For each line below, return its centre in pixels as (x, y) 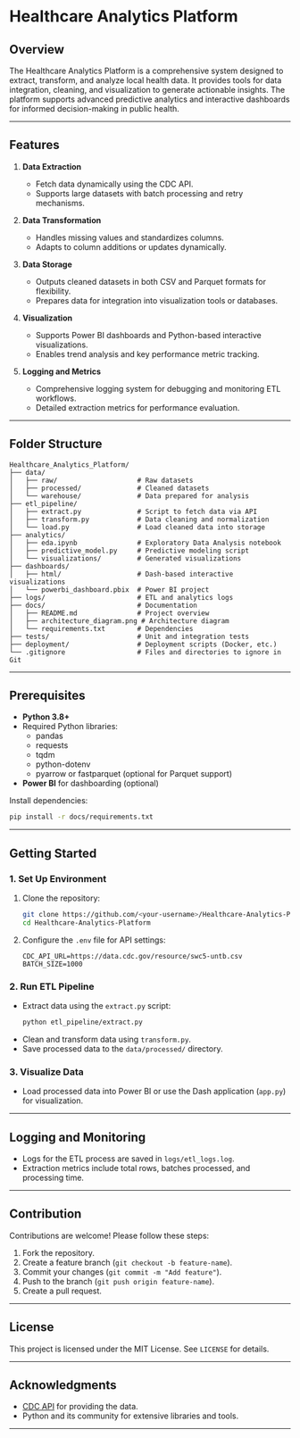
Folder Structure (56, 444)
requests (52, 745)
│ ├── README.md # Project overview (109, 613)
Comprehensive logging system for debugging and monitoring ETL (158, 388)
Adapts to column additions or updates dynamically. (131, 246)
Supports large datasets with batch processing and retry (139, 193)
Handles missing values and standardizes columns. (130, 237)
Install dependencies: (49, 801)
